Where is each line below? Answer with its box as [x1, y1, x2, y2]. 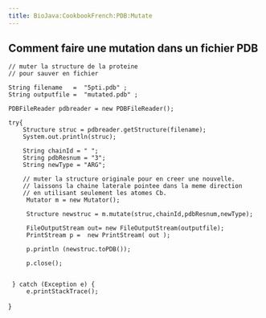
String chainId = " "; [23, 147, 99, 155]
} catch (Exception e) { [11, 280, 95, 289]
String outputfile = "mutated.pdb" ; [8, 91, 138, 99]
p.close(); [26, 259, 63, 267]
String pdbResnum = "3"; [23, 154, 106, 162]
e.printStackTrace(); [26, 287, 99, 296]
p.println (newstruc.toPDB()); [26, 246, 131, 254]
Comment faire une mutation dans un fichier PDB [8, 42, 259, 55]
